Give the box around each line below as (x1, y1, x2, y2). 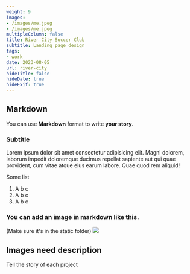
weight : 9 (6, 8, 31, 15)
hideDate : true (6, 76, 45, 82)
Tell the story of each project (6, 261, 78, 269)
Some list (6, 173, 30, 181)
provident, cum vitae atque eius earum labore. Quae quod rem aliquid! (6, 162, 180, 169)
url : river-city (6, 65, 47, 71)
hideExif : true (6, 82, 45, 88)
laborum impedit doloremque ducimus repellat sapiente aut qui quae (6, 155, 176, 163)
